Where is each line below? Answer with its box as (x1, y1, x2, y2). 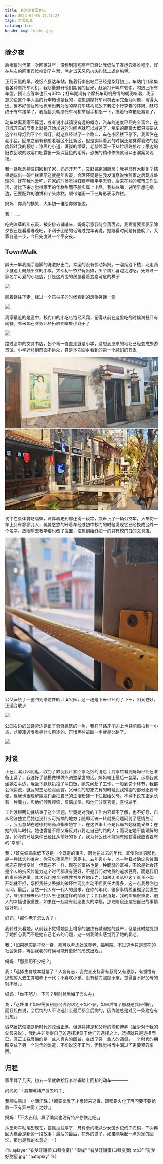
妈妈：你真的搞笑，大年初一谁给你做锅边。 (5, 200, 90, 206)
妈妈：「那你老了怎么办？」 (5, 915, 58, 921)
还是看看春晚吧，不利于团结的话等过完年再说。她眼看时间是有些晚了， (13, 227, 154, 233)
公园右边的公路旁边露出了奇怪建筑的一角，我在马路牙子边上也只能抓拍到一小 (5, 723, 158, 729)
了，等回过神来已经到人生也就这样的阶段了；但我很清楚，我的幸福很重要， (5, 893, 154, 898)
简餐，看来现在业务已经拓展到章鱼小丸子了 (5, 320, 90, 326)
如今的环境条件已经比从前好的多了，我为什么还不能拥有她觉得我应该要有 (13, 833, 158, 839)
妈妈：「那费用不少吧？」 (5, 958, 54, 964)
